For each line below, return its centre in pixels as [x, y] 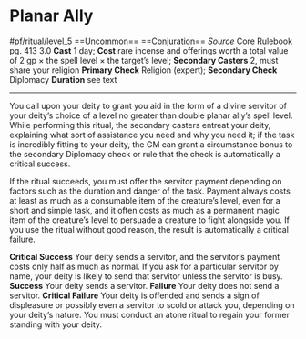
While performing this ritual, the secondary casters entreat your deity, [140, 125]
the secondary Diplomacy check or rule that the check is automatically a [145, 154]
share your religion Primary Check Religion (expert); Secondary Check [143, 70]
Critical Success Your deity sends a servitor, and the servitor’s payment [145, 256]
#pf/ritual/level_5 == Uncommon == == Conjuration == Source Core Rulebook [151, 41]
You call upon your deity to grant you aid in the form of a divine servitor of [148, 105]
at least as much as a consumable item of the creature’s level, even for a [145, 200]
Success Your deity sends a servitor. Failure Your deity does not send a [144, 285]
